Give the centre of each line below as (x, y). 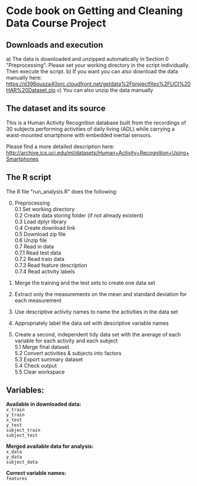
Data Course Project (56, 23)
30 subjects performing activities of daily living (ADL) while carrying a (90, 129)
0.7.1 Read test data (38, 253)
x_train (16, 410)
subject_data (22, 462)
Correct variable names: (36, 473)
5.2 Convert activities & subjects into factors (68, 353)
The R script (29, 177)
